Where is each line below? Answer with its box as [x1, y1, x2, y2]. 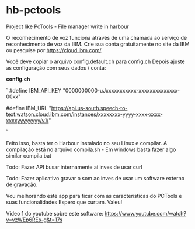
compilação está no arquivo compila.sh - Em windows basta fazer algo [6, 146, 176, 153]
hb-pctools [6, 4, 61, 17]
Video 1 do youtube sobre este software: [6, 210, 103, 217]
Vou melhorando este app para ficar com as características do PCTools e [6, 192, 182, 199]
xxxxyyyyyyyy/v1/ [6, 117, 49, 124]
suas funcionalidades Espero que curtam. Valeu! [6, 199, 123, 206]
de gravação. [6, 181, 38, 188]
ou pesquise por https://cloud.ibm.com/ [6, 46, 102, 53]
